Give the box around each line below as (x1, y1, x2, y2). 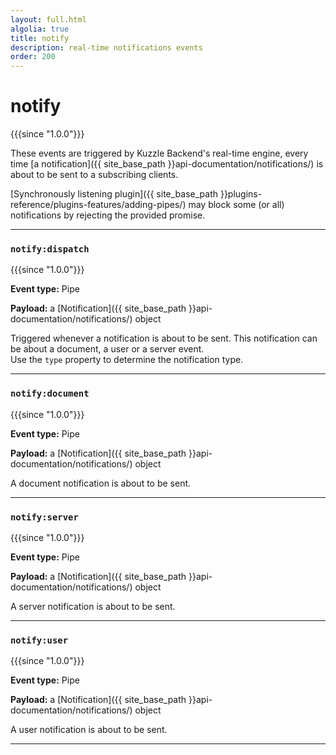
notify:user (10, 634, 69, 646)
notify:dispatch (10, 243, 90, 255)
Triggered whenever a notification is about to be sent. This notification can (10, 332, 318, 345)
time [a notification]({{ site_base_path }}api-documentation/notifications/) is (10, 158, 324, 170)
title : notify (10, 33, 70, 43)
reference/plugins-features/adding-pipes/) (10, 199, 187, 211)
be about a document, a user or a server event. (10, 343, 205, 355)
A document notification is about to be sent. (10, 477, 192, 489)
